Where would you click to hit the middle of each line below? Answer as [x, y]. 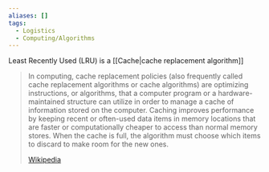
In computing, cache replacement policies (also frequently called [135, 76]
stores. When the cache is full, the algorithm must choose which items [144, 136]
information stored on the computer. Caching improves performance [141, 110]
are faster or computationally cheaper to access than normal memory [143, 127]
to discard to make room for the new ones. [98, 144]
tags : [17, 23]
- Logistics [36, 30]
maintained [47, 102]
